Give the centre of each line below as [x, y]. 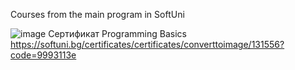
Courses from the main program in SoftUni [97, 14]
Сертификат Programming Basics [117, 33]
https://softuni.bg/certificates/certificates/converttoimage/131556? [147, 44]
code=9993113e [43, 55]
